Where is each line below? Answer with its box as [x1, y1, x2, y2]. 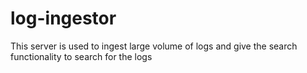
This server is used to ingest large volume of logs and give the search [10, 40, 298, 52]
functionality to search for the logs [10, 50, 153, 62]
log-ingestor [10, 7, 117, 30]
